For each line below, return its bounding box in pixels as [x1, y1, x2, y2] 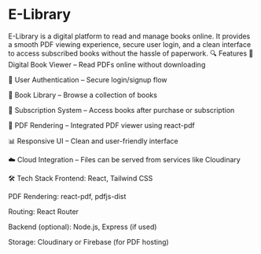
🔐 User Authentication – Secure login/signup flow [8, 74, 167, 84]
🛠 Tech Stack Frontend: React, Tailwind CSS [8, 173, 153, 183]
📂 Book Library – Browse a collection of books [8, 90, 157, 100]
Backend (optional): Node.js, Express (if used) [8, 222, 157, 231]
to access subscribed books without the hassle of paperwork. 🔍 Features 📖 [8, 49, 254, 58]
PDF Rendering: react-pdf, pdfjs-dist [8, 191, 127, 201]
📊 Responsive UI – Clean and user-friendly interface [8, 136, 178, 146]
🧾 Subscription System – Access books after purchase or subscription [8, 105, 235, 114]
